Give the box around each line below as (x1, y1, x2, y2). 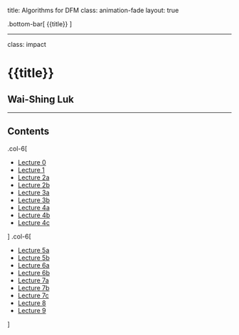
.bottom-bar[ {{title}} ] (7, 20, 73, 28)
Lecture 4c (17, 218, 50, 226)
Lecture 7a (17, 276, 50, 285)
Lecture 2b (17, 180, 50, 189)
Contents (7, 126, 50, 138)
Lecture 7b (17, 283, 50, 292)
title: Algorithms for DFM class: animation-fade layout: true (7, 6, 179, 14)
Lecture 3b (17, 195, 51, 204)
